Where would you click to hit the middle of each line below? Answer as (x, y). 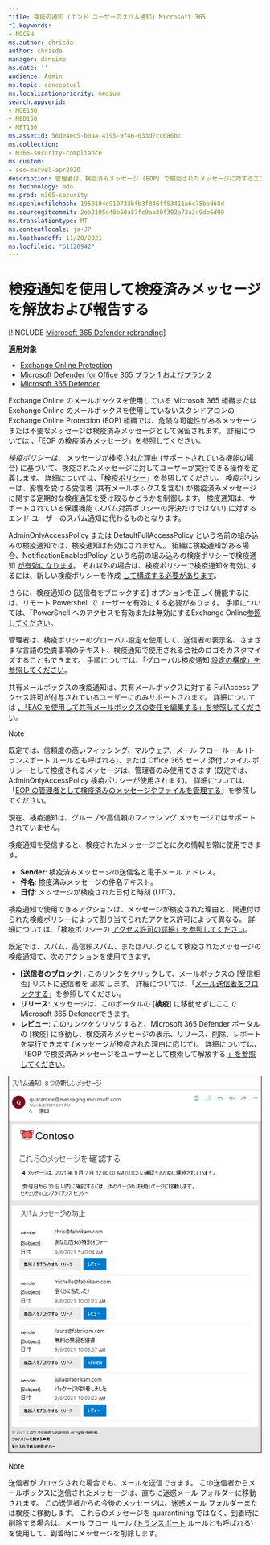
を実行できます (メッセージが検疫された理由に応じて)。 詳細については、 (140, 1044)
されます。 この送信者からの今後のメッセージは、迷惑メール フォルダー (126, 1502)
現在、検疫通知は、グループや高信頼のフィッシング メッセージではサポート (132, 818)
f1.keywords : (30, 25)
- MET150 (23, 128)
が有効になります (45, 566)
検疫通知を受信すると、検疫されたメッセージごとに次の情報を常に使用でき (131, 845)
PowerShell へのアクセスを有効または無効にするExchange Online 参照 (147, 613)
